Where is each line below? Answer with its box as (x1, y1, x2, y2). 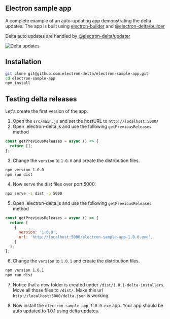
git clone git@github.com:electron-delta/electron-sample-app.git (5, 71, 149, 76)
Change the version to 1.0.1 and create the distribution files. (12, 258, 140, 264)
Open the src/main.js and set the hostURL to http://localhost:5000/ (12, 118, 159, 124)
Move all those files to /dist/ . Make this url (12, 287, 103, 294)
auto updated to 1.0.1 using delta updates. (12, 308, 100, 314)
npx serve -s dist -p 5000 (5, 191, 62, 196)
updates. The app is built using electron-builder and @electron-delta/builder (5, 23, 165, 29)
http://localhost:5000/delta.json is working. (12, 293, 110, 299)
